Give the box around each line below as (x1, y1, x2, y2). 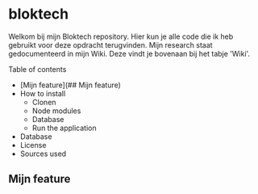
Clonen (31, 97, 56, 107)
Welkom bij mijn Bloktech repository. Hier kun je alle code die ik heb (8, 32, 234, 41)
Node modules (31, 106, 81, 116)
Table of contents (8, 64, 67, 74)
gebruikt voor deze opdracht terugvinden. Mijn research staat (8, 40, 213, 49)
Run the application (31, 123, 97, 133)
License (19, 140, 47, 150)
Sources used (19, 149, 67, 158)
